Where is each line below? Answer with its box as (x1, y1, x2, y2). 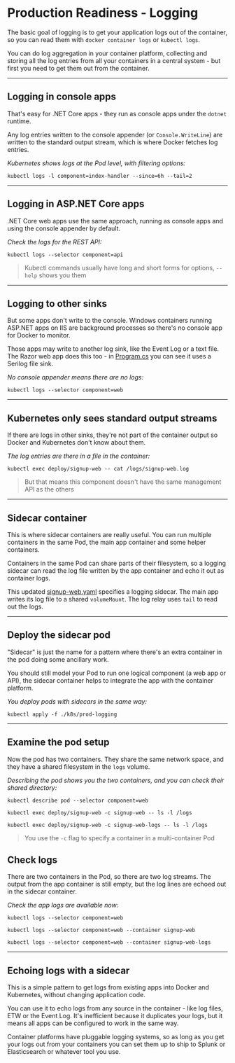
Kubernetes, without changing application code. (7, 991, 145, 999)
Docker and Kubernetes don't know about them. (7, 438, 146, 447)
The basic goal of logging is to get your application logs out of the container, (7, 28, 228, 36)
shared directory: (7, 783, 57, 792)
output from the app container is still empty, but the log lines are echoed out (7, 880, 227, 889)
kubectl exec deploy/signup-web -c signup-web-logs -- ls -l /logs (7, 821, 208, 828)
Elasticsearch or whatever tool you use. (7, 1048, 121, 1056)
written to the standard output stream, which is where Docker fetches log (7, 138, 218, 146)
